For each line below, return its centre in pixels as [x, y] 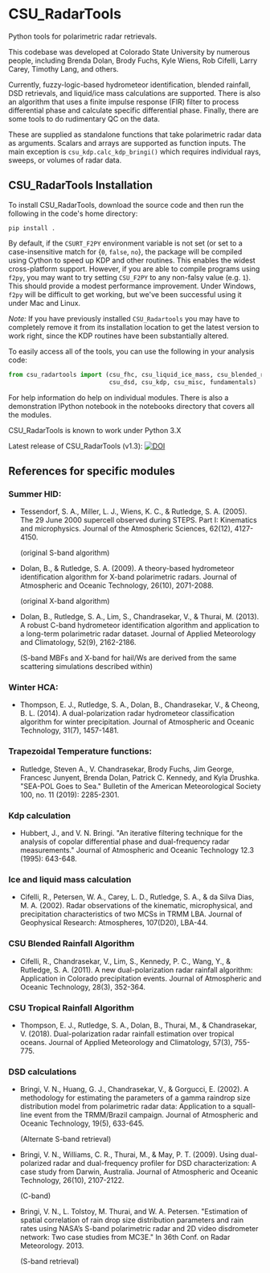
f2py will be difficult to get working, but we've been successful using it [125, 294]
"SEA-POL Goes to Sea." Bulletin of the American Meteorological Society [140, 786]
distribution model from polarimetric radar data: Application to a [125, 1106]
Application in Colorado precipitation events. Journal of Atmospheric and [141, 978]
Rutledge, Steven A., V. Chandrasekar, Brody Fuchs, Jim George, [127, 769]
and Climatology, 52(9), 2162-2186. [78, 643]
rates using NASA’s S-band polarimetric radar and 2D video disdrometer [139, 1229]
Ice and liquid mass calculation [70, 880]
